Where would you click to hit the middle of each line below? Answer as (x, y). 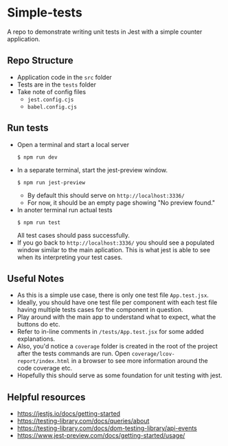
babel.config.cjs (52, 107)
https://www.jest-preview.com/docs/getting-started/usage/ (101, 436)
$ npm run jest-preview (51, 182)
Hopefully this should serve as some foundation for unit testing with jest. (119, 375)
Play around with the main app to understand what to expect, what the (116, 317)
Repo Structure (40, 61)
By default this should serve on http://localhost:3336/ (106, 195)
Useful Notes (36, 279)
